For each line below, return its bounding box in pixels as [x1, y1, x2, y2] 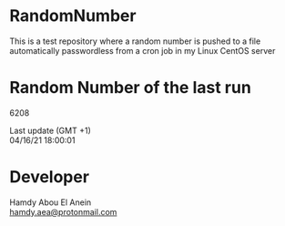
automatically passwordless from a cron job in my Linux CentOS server [9, 45, 276, 56]
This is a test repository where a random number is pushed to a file [9, 36, 261, 46]
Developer [9, 167, 89, 188]
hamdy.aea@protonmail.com [9, 206, 117, 217]
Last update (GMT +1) [9, 125, 91, 136]
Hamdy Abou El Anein [9, 197, 92, 208]
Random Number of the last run [9, 77, 252, 98]
